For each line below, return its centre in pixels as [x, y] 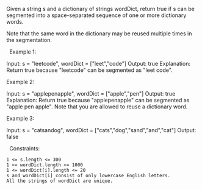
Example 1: [23, 52]
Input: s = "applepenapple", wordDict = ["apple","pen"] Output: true [91, 93]
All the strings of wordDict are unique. [60, 181]
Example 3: [20, 118]
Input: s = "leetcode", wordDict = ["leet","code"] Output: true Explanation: [99, 64]
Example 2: [20, 82]
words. [15, 22]
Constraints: [24, 148]
